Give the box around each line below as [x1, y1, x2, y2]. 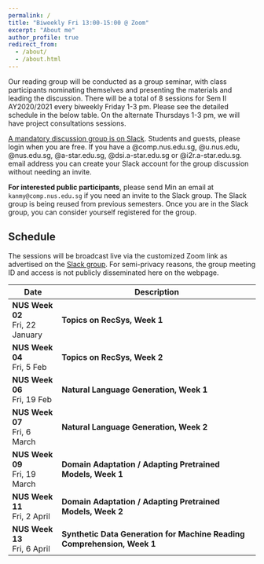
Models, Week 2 [61, 506, 123, 517]
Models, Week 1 [61, 468, 123, 479]
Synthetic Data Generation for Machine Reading [61, 528, 245, 539]
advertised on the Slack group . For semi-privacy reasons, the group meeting [8, 259, 256, 269]
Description [134, 286, 179, 297]
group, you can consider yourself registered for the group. [8, 207, 197, 217]
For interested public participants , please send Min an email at [8, 182, 214, 192]
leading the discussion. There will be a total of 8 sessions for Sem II [8, 93, 227, 103]
